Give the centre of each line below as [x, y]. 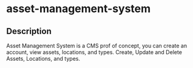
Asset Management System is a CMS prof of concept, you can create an [96, 46]
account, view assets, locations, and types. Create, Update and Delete [94, 52]
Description [29, 31]
